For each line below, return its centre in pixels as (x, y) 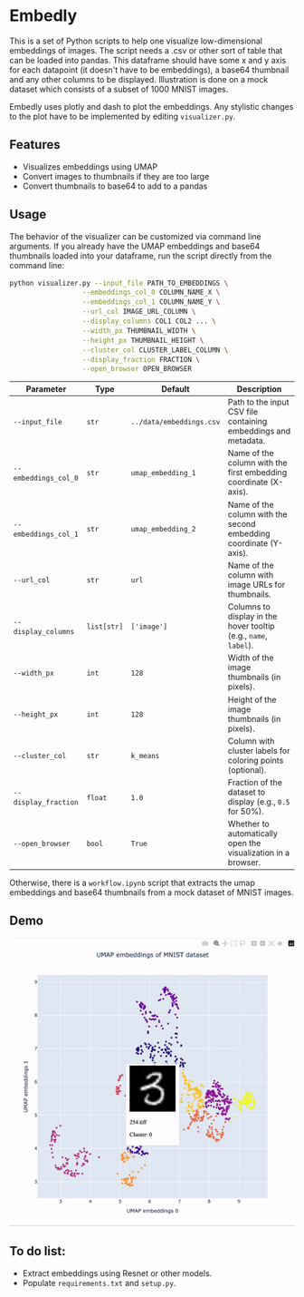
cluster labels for (259, 750)
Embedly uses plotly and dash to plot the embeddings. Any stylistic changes (152, 106)
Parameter (46, 389)
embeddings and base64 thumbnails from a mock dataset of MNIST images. (152, 892)
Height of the (252, 699)
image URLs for (256, 584)
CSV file (243, 412)
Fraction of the (255, 783)
